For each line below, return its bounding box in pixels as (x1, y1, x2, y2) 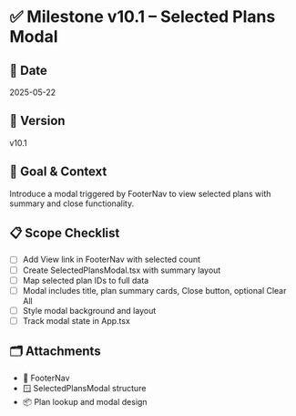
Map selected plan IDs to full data (22, 275, 149, 286)
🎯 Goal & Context (9, 164, 107, 180)
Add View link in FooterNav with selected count (22, 254, 201, 265)
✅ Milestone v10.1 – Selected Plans (9, 6, 276, 27)
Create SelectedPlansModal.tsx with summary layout (22, 265, 221, 276)
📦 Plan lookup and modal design (22, 396, 148, 407)
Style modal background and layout (22, 305, 157, 316)
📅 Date (9, 62, 48, 78)
